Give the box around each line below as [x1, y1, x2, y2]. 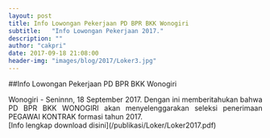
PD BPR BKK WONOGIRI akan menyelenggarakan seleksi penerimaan [8, 102, 263, 113]
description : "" [8, 34, 63, 43]
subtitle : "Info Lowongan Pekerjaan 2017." [8, 27, 164, 35]
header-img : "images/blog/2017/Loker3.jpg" [8, 57, 157, 65]
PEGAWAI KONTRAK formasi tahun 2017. [8, 111, 143, 121]
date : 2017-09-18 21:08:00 [8, 49, 99, 57]
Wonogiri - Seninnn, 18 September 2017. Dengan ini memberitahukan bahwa [8, 94, 263, 104]
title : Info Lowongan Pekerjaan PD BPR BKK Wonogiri [8, 19, 189, 27]
